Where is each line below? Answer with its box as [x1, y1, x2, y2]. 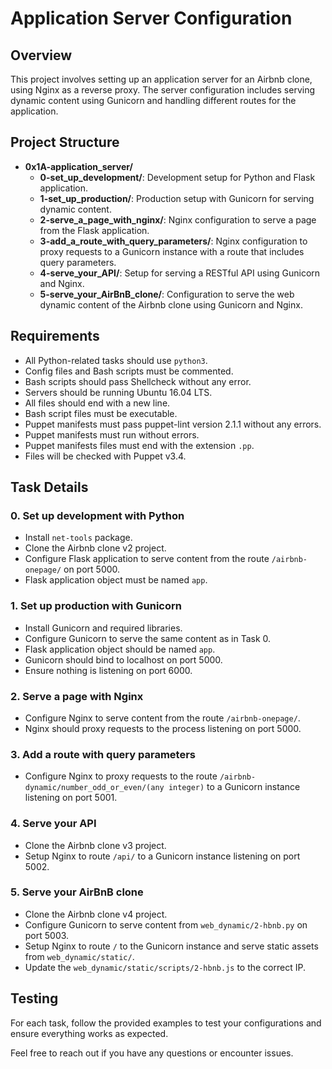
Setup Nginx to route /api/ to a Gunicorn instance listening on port [24, 850, 301, 862]
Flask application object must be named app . [24, 574, 208, 586]
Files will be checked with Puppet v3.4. [24, 450, 187, 462]
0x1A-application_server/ [24, 160, 133, 172]
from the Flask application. [39, 224, 150, 236]
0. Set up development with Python [10, 508, 185, 522]
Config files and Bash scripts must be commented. [24, 365, 234, 377]
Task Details [10, 479, 89, 496]
